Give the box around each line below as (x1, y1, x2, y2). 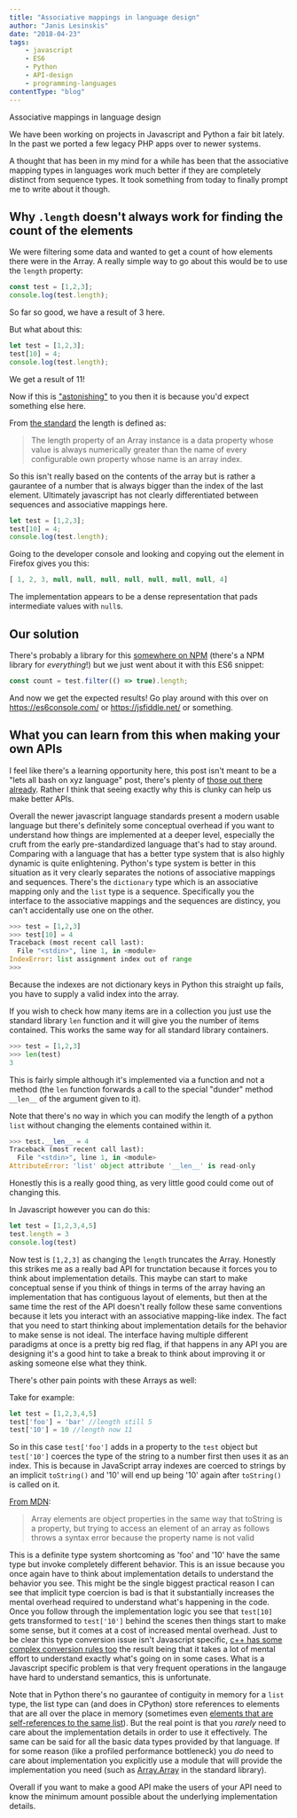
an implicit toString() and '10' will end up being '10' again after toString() (9, 1469, 282, 1481)
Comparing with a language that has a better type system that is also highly (9, 848, 285, 858)
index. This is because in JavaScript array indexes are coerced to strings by (9, 1461, 286, 1471)
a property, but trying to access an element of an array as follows (30, 1523, 270, 1534)
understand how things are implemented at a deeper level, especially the (9, 829, 275, 840)
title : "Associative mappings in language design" (9, 12, 200, 22)
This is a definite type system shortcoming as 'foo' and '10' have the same (9, 1549, 281, 1561)
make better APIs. (9, 793, 74, 803)
